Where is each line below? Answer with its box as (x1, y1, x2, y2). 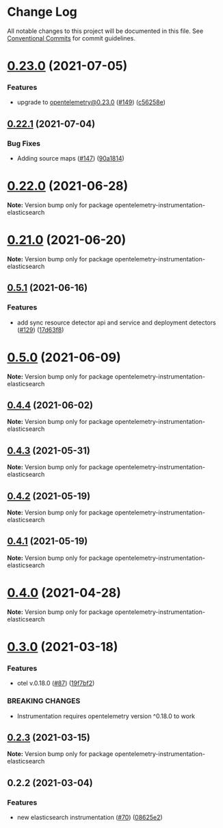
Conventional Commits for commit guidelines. (7, 34, 135, 42)
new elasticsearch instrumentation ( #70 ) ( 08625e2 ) (16, 814, 163, 822)
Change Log (7, 4, 77, 20)
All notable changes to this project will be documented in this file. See (7, 27, 204, 35)
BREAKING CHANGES (7, 696, 81, 706)
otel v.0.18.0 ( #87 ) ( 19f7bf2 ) (16, 679, 95, 687)
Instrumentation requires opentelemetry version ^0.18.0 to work (16, 711, 196, 720)
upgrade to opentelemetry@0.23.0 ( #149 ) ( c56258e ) (16, 98, 166, 106)
